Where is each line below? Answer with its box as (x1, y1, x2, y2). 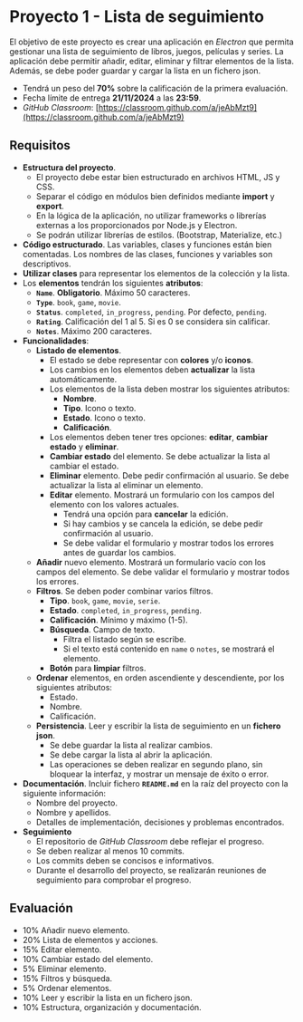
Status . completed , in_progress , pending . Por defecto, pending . (35, 306, 267, 317)
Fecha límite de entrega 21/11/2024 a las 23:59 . (22, 92, 202, 103)
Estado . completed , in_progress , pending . (49, 604, 202, 615)
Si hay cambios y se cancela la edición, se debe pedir (62, 518, 264, 529)
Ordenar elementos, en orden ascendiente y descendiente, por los (35, 672, 285, 683)
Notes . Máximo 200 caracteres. (35, 325, 152, 336)
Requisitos (9, 138, 71, 153)
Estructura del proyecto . (22, 161, 116, 173)
